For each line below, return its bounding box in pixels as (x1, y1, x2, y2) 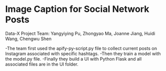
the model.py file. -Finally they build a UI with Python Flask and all (5, 56, 142, 62)
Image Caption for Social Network (5, 3, 149, 15)
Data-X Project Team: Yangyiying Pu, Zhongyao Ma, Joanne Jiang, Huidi (5, 30, 155, 36)
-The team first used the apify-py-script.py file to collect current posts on (5, 45, 157, 51)
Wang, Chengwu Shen (5, 36, 52, 42)
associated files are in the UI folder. (5, 61, 79, 67)
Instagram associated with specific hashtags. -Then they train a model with (5, 51, 161, 57)
